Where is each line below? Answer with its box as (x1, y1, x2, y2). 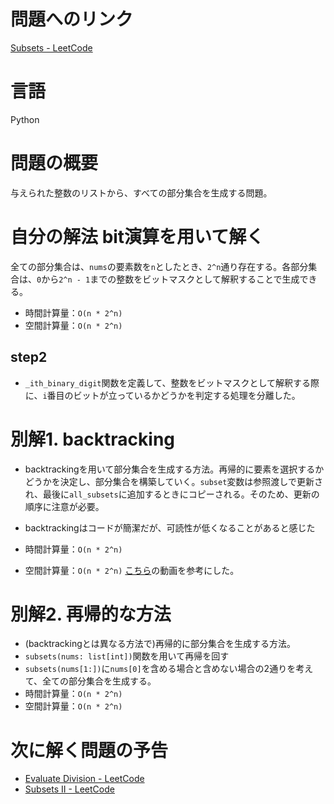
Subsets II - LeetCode (24, 783, 115, 795)
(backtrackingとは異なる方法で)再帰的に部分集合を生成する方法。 (24, 638, 296, 650)
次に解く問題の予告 (10, 739, 169, 762)
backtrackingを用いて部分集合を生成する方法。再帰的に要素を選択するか (24, 463, 325, 475)
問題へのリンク (10, 8, 134, 31)
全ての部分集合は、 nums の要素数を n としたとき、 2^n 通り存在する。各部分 (10, 260, 309, 272)
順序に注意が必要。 (24, 500, 105, 512)
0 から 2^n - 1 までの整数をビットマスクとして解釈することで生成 (36, 273, 300, 285)
